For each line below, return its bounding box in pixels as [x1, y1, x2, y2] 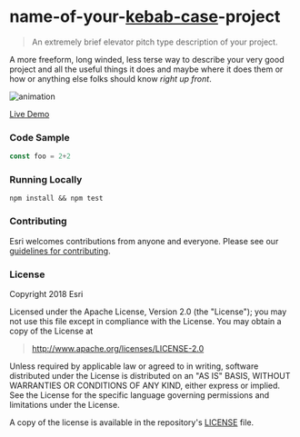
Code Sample [9, 131, 70, 144]
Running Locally [9, 174, 83, 186]
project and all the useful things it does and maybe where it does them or [9, 64, 284, 74]
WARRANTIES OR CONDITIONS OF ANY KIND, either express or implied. [9, 380, 280, 391]
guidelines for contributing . [9, 245, 111, 256]
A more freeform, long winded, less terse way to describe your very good [9, 54, 285, 65]
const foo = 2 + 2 [9, 152, 71, 161]
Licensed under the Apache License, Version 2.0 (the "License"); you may [9, 306, 287, 317]
